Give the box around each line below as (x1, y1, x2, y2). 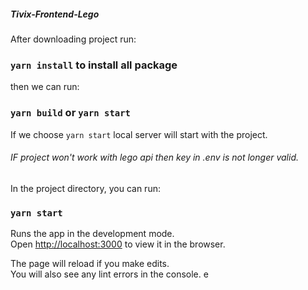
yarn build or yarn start (10, 106, 131, 120)
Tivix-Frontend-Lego (10, 8, 100, 20)
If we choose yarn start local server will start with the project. (10, 128, 268, 140)
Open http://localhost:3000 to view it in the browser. (10, 238, 226, 250)
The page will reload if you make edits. (10, 258, 170, 270)
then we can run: (10, 81, 80, 93)
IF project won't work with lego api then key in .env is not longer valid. (10, 151, 299, 164)
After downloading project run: (10, 33, 137, 45)
